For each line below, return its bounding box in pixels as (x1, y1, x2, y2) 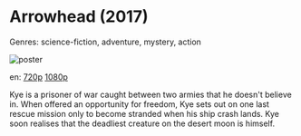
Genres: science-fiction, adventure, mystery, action (9, 36, 202, 47)
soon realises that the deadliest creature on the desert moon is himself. (9, 118, 275, 129)
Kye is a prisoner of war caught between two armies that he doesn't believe (9, 89, 292, 100)
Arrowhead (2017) (9, 6, 149, 27)
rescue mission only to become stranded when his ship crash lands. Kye (9, 108, 279, 119)
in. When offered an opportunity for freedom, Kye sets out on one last (9, 98, 270, 110)
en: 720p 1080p (9, 71, 68, 83)
